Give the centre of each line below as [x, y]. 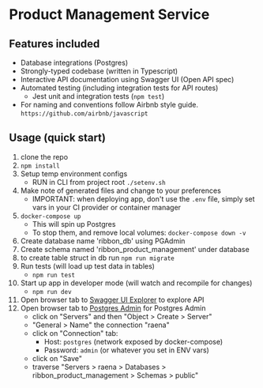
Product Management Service [109, 15]
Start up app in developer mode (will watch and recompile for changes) [136, 283]
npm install [40, 166]
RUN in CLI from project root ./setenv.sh [99, 182]
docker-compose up [51, 216]
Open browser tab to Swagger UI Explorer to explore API [112, 299]
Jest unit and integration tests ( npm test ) [98, 96]
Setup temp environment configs [74, 173]
